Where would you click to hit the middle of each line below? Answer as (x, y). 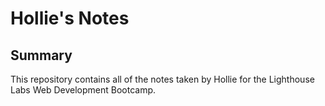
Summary (41, 55)
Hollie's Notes (70, 18)
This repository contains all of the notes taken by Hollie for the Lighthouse (162, 79)
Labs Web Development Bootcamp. (83, 90)
